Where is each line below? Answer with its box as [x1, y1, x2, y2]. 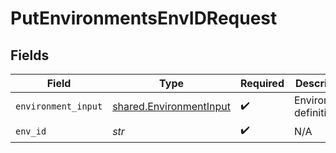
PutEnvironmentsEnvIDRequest [10, 7, 278, 30]
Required [240, 77, 285, 90]
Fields [10, 47, 50, 64]
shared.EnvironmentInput [112, 100, 231, 113]
